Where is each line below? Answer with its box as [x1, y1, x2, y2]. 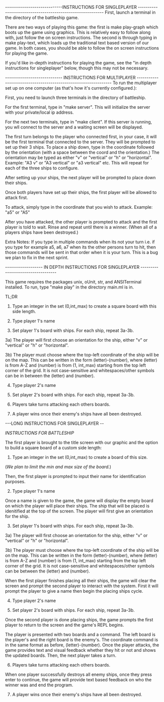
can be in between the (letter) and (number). [5, 373, 95, 379]
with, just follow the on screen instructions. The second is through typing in [5, 34, 157, 40]
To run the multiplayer [112, 80, 157, 86]
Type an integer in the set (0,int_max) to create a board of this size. [12, 454, 148, 460]
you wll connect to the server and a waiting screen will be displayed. [5, 124, 143, 130]
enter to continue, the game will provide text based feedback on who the [5, 677, 152, 682]
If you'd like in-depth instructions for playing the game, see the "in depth [5, 60, 152, 65]
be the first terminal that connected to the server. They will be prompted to [5, 139, 156, 145]
